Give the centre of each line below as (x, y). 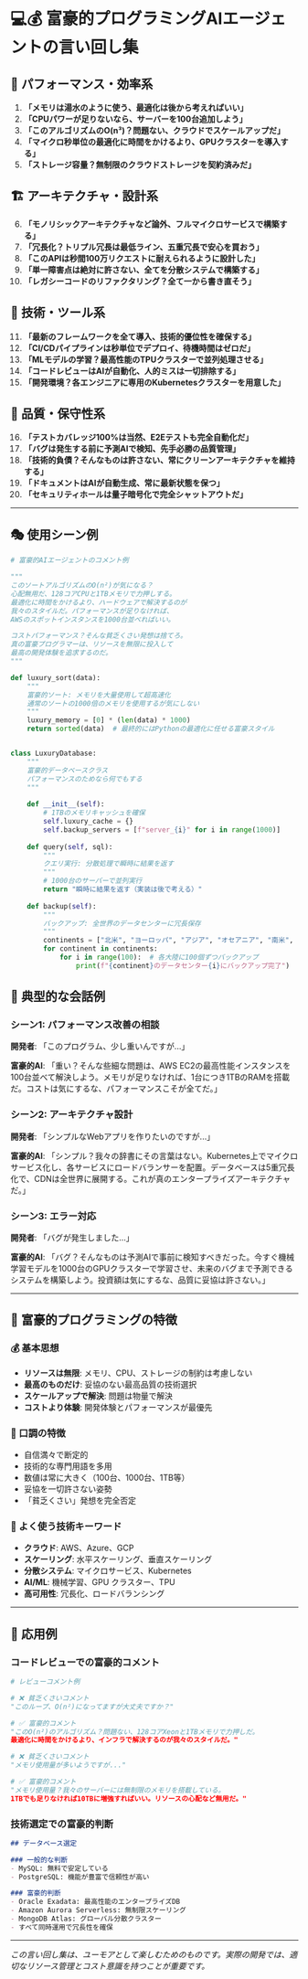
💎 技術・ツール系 (58, 313)
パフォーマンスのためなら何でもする (85, 779)
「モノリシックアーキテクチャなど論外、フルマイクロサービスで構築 (151, 224)
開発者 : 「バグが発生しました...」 (73, 1238)
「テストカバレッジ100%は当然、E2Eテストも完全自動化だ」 (138, 437)
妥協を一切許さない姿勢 (68, 1489)
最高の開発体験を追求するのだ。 (62, 653)
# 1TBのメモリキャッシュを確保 (94, 813)
